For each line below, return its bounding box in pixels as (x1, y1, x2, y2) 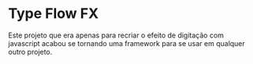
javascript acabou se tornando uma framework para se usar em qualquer (8, 38, 246, 48)
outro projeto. (8, 47, 53, 56)
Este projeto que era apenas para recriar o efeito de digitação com (8, 30, 225, 40)
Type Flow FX (8, 5, 99, 23)
